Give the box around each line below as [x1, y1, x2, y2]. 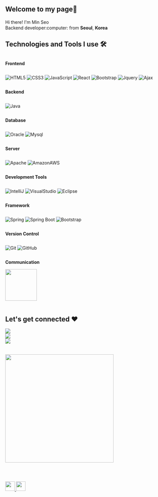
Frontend [5, 60, 25, 66]
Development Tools [5, 174, 47, 180]
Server [5, 145, 20, 151]
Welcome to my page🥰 [5, 5, 77, 14]
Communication [5, 259, 40, 265]
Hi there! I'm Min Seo [5, 19, 49, 25]
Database [5, 117, 26, 123]
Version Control [5, 231, 39, 237]
